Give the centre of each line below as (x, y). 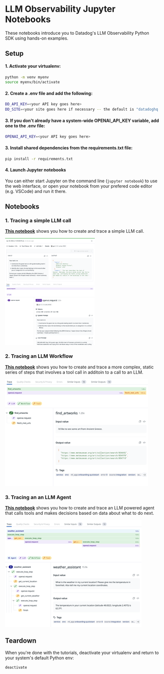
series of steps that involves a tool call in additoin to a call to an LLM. (74, 372)
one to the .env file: (25, 125)
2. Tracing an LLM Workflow (39, 356)
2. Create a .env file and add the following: (49, 93)
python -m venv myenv (27, 77)
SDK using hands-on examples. (37, 38)
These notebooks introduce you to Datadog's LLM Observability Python (77, 33)
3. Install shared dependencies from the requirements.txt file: (69, 147)
